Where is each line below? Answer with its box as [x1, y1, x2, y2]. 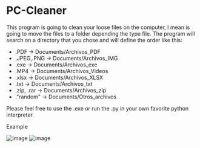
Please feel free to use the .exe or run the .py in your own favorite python [6, 105, 189, 112]
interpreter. [6, 111, 35, 118]
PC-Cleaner [6, 4, 67, 18]
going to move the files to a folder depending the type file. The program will [6, 30, 195, 37]
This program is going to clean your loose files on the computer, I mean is [6, 24, 190, 31]
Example [6, 123, 28, 130]
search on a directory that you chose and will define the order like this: [6, 36, 183, 43]
